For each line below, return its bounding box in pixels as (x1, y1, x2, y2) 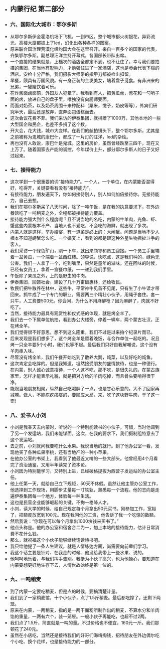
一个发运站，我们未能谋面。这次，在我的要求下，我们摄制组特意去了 (19, 430, 159, 436)
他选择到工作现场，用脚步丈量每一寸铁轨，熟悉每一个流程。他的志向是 (10, 487, 155, 493)
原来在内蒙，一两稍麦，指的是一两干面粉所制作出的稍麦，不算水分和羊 (10, 607, 155, 613)
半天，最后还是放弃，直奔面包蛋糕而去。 (14, 108, 98, 114)
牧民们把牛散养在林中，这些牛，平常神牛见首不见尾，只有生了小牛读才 (10, 285, 155, 291)
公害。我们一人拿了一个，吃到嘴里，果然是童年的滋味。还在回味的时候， (10, 260, 159, 266)
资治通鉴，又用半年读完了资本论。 (19, 462, 89, 468)
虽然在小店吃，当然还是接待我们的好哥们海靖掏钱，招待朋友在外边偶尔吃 (10, 632, 159, 638)
